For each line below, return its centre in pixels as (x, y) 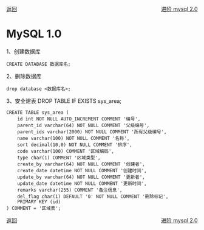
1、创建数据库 (23, 51)
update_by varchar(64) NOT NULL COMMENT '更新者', (81, 177)
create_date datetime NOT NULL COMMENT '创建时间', (82, 170)
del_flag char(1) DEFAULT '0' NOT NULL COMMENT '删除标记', (93, 197)
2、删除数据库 (24, 76)
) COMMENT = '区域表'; (34, 208)
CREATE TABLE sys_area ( (38, 112)
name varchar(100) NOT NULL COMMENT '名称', (73, 138)
